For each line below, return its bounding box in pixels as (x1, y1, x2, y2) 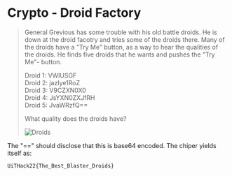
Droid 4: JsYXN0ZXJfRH (24, 93, 95, 102)
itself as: (7, 149, 32, 157)
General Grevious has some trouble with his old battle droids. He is (24, 28, 217, 36)
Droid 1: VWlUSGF (24, 71, 77, 80)
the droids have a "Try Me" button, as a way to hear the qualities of (24, 43, 219, 51)
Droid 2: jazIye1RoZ (24, 78, 81, 87)
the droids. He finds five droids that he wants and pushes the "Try (24, 50, 215, 59)
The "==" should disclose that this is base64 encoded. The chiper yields (7, 141, 217, 149)
